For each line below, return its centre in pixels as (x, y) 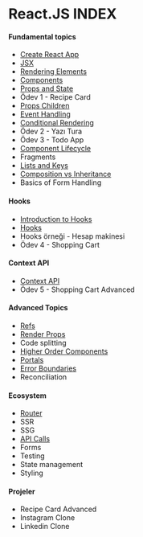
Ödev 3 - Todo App (52, 140)
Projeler (22, 491)
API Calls (35, 439)
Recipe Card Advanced (58, 509)
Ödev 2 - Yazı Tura (51, 131)
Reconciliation (43, 377)
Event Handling (45, 114)
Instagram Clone (47, 518)
